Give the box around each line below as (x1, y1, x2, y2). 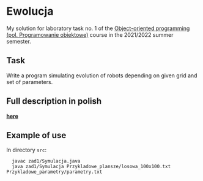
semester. (6, 37, 32, 45)
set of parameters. (6, 78, 53, 85)
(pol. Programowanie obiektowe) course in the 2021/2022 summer (6, 31, 174, 38)
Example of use (6, 130, 67, 141)
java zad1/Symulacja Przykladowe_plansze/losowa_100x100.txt (12, 164, 171, 170)
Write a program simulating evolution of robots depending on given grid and (6, 72, 197, 79)
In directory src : (6, 146, 47, 154)
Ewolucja (6, 4, 54, 18)
